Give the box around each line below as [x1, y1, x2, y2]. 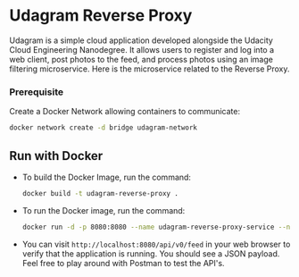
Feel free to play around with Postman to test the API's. [21, 257, 225, 268]
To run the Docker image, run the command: [21, 205, 186, 215]
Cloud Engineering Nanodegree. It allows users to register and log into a [9, 44, 275, 55]
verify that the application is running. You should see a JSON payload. [21, 248, 280, 259]
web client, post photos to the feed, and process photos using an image [9, 54, 274, 64]
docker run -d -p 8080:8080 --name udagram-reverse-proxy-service [21, 222, 275, 231]
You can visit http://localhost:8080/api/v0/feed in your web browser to [21, 239, 291, 249]
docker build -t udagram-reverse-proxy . [21, 189, 179, 197]
